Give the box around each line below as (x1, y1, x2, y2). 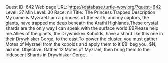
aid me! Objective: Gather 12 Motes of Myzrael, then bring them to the (5, 47, 150, 52)
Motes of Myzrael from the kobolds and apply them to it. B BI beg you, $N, (5, 41, 157, 47)
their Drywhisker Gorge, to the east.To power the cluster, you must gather (5, 36, 158, 42)
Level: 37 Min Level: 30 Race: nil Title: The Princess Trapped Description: (5, 9, 157, 15)
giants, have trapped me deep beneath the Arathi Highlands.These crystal (5, 20, 158, 26)
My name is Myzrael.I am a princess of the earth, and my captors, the (5, 15, 149, 20)
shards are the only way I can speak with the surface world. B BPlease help (5, 25, 159, 31)
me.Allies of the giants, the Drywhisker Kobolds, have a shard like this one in (5, 31, 163, 36)
